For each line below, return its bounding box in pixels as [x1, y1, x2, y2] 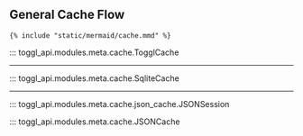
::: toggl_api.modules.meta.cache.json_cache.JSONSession [9, 98, 230, 109]
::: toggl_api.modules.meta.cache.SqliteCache [9, 72, 180, 84]
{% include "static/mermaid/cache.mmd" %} [9, 31, 171, 40]
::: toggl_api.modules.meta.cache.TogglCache [9, 47, 179, 58]
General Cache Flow [9, 7, 125, 23]
